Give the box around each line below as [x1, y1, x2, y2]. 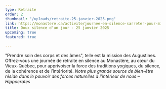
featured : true [5, 35, 37, 40]
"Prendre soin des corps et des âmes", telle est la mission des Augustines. [5, 52, 157, 58]
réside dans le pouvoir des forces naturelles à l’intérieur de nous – [5, 73, 140, 79]
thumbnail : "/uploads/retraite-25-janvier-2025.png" [5, 16, 116, 21]
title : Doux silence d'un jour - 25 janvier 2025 [5, 26, 110, 30]
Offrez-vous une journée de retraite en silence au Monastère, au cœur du [5, 58, 155, 63]
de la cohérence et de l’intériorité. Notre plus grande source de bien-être [5, 68, 153, 74]
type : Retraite [5, 7, 37, 12]
